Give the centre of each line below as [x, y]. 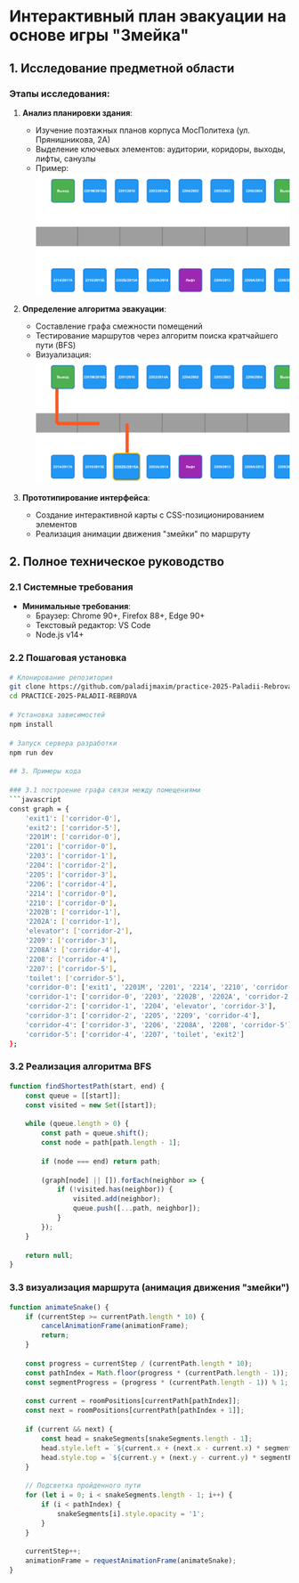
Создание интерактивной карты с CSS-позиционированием [150, 515]
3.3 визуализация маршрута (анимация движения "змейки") [149, 1287]
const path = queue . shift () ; [95, 1133]
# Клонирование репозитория [61, 677]
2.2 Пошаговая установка [68, 658]
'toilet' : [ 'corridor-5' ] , [75, 978]
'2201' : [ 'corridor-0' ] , [71, 847]
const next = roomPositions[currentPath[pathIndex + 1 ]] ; [135, 1411]
